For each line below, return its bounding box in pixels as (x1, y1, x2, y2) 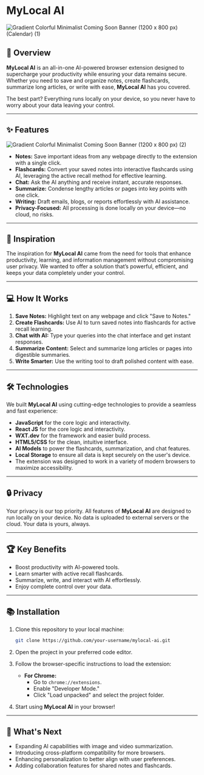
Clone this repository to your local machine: (15, 626, 124, 633)
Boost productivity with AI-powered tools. (15, 563, 120, 570)
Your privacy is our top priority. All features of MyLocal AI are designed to (6, 507, 191, 515)
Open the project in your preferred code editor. (15, 649, 132, 656)
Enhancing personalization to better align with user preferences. (15, 756, 176, 763)
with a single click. (15, 159, 62, 166)
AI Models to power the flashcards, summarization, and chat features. (15, 445, 191, 452)
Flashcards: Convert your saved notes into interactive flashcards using (15, 165, 193, 173)
